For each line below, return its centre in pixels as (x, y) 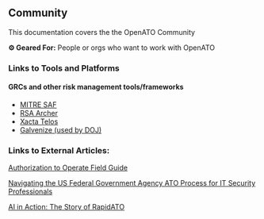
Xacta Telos (39, 121)
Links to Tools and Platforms (64, 68)
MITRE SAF (38, 104)
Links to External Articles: (59, 150)
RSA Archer (38, 113)
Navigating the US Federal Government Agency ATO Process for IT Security (132, 183)
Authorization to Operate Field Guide (68, 168)
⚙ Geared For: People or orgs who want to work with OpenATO (112, 48)
